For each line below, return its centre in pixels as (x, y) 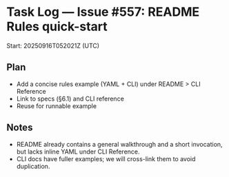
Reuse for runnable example (57, 106)
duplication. (33, 166)
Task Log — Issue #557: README (103, 12)
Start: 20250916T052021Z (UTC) (53, 45)
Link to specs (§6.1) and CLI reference (70, 98)
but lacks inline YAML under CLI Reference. (78, 152)
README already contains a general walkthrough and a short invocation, (119, 144)
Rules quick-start (57, 27)
